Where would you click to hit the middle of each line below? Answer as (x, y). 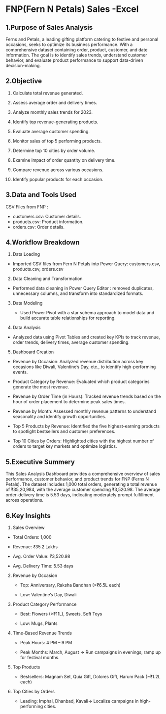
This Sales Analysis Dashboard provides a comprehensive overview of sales (83, 474)
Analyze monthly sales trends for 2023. (53, 112)
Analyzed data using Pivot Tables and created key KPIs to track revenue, (86, 337)
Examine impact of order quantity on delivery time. (64, 160)
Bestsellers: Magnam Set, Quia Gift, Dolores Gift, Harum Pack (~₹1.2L (90, 677)
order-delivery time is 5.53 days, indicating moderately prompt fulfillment (80, 495)
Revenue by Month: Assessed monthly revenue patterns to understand (84, 411)
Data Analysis (27, 328)
